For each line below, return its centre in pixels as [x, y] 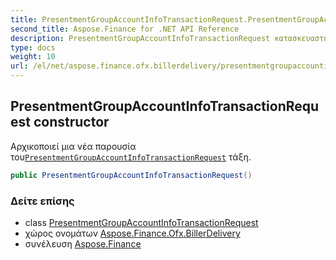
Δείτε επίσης [42, 201]
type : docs [33, 47]
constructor [71, 122]
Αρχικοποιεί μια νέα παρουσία [73, 146]
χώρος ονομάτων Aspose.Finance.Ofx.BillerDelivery [132, 233]
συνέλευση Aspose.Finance [83, 243]
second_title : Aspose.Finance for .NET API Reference [125, 29]
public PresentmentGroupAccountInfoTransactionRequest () [131, 175]
